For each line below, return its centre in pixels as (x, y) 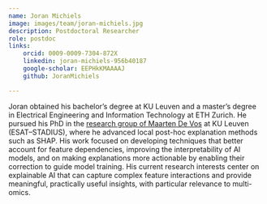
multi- (243, 184)
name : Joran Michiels (45, 16)
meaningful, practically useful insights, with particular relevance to (120, 184)
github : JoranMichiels (61, 76)
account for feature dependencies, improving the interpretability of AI (125, 149)
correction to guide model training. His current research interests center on (134, 166)
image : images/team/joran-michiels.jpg (76, 23)
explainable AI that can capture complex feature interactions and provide (130, 175)
